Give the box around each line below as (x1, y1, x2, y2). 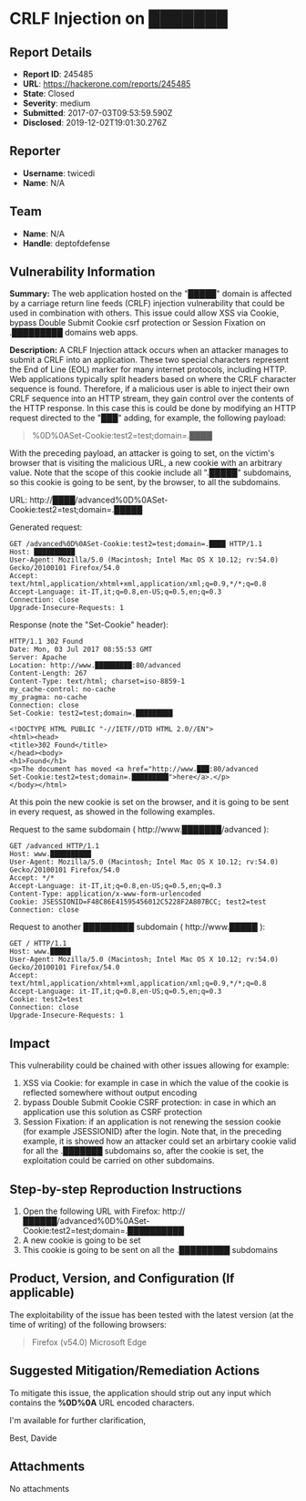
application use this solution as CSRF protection (22, 1107, 203, 1118)
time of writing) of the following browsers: (9, 1319, 167, 1330)
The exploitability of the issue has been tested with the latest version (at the (9, 1309, 294, 1320)
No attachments (9, 1483, 70, 1494)
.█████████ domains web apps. (9, 327, 138, 338)
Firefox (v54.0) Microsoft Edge (31, 1336, 148, 1348)
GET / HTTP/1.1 (9, 939, 67, 948)
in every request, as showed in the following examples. (9, 806, 216, 817)
